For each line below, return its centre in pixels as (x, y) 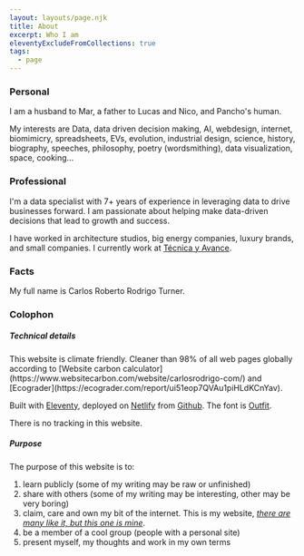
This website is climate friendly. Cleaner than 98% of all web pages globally (151, 358)
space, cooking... (42, 158)
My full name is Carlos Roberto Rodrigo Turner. (97, 290)
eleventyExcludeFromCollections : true (83, 43)
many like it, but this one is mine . (84, 522)
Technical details (43, 336)
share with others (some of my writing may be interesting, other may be (156, 493)
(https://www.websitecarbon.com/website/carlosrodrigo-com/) (127, 378)
